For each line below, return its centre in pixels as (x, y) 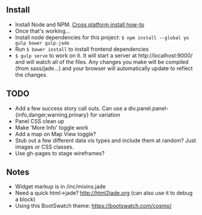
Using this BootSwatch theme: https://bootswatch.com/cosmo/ (93, 206)
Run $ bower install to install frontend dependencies (82, 49)
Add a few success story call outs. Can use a (71, 108)
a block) (25, 199)
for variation (105, 115)
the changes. (31, 74)
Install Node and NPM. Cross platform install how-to (80, 24)
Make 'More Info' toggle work (52, 127)
